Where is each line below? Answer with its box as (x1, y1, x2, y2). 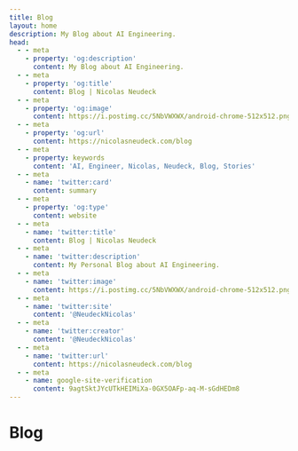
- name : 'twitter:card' (25, 178, 114, 187)
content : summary (32, 186, 98, 195)
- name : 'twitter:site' (25, 302, 114, 311)
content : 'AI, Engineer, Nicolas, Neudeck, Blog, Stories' (32, 162, 255, 170)
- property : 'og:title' (25, 79, 114, 88)
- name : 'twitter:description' (25, 252, 141, 262)
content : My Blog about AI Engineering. (32, 63, 184, 72)
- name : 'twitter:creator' (25, 327, 125, 336)
